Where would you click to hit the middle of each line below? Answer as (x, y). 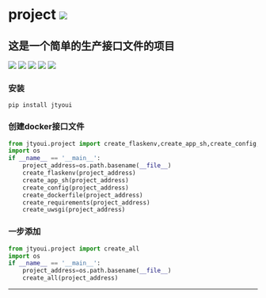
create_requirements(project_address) (86, 202)
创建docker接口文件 (46, 127)
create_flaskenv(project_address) (79, 173)
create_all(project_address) (70, 278)
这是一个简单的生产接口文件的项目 (91, 46)
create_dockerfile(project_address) (83, 195)
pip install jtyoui (40, 105)
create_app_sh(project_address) (76, 180)
